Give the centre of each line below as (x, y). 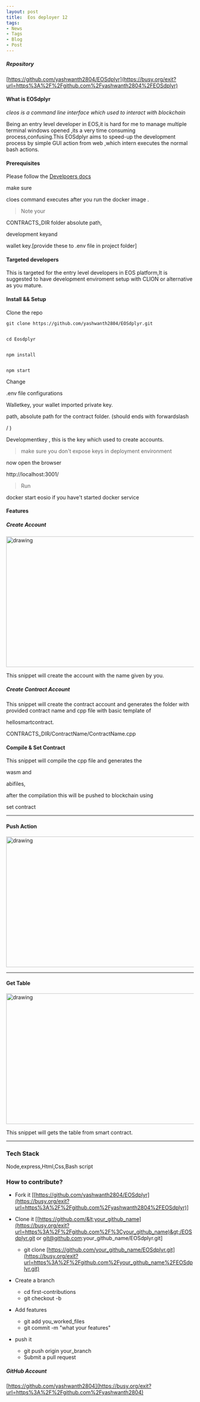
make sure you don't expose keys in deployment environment (96, 451)
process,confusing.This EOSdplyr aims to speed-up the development (91, 137)
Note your (33, 211)
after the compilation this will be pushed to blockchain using (80, 796)
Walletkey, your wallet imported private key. (60, 404)
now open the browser (34, 462)
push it (23, 1339)
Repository (20, 64)
